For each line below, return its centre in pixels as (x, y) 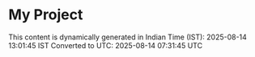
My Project (46, 15)
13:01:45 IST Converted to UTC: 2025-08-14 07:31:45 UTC (106, 45)
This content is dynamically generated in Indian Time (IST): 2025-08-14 (127, 37)
